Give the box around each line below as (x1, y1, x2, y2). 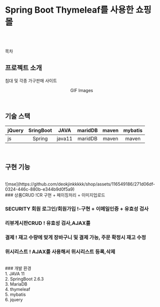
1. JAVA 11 (5, 271, 25, 277)
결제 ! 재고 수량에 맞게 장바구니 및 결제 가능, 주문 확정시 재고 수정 (5, 234, 146, 241)
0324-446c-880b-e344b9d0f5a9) (5, 186, 75, 192)
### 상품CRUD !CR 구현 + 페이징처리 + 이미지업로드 (5, 192, 106, 198)
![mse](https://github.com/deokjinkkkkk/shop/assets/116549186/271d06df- (5, 181, 155, 187)
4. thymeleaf (5, 287, 31, 292)
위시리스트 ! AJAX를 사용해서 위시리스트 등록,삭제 (5, 249, 116, 255)
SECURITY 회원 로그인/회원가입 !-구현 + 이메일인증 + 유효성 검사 (5, 205, 149, 212)
